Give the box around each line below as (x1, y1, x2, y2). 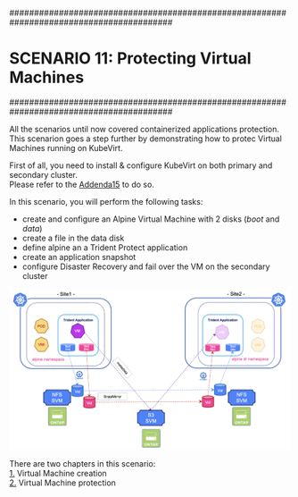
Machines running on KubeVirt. (9, 142, 123, 153)
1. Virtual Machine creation (9, 468, 107, 478)
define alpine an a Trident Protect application (21, 241, 188, 253)
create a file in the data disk (21, 232, 125, 243)
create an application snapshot (21, 251, 137, 262)
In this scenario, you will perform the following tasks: (9, 196, 203, 206)
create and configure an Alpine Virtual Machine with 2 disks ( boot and (21, 214, 280, 224)
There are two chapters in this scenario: (9, 458, 156, 468)
